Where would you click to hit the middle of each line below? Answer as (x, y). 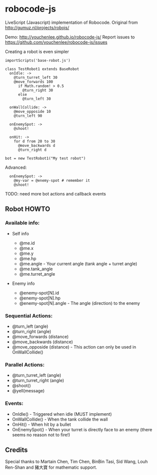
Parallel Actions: (25, 365)
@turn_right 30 (38, 90)
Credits (17, 450)
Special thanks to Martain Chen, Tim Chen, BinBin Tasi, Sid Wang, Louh (77, 462)
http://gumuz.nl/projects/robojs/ (37, 27)
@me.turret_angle (37, 274)
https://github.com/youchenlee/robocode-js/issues (56, 42)
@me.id (27, 243)
